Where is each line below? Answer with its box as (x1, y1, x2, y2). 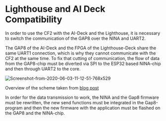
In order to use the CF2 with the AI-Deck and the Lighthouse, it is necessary (5, 30, 161, 36)
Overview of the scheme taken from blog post (5, 85, 99, 91)
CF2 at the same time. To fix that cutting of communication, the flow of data (5, 55, 160, 61)
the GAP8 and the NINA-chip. (5, 110, 65, 116)
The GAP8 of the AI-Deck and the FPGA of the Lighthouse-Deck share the (5, 45, 157, 51)
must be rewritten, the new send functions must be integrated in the (5, 99, 144, 105)
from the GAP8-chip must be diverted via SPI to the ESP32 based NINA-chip (5, 60, 161, 66)
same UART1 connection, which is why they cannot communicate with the (5, 50, 156, 56)
